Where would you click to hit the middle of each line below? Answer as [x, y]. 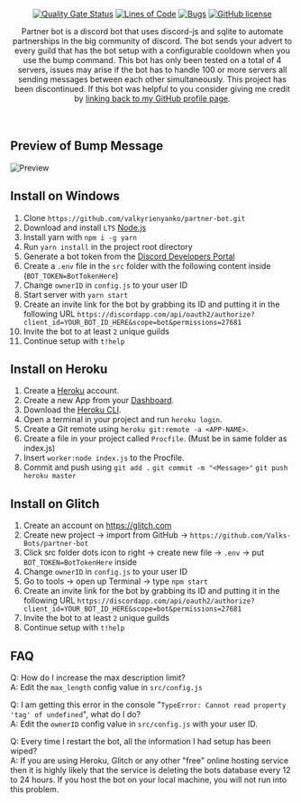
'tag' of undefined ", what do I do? [76, 715]
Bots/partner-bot [56, 544]
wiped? [24, 751]
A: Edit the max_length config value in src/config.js [106, 688]
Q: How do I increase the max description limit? [98, 678]
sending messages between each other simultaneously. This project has [152, 79]
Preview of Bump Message [87, 146]
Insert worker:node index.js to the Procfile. [104, 458]
